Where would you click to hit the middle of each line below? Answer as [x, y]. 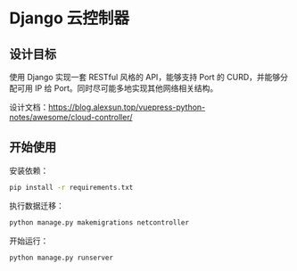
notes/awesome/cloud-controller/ [71, 117]
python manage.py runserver [62, 258]
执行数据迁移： [37, 205]
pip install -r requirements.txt [71, 187]
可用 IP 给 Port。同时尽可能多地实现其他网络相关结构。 [117, 88]
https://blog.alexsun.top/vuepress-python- [127, 107]
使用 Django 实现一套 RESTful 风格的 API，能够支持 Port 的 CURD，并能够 [145, 77]
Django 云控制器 [69, 18]
